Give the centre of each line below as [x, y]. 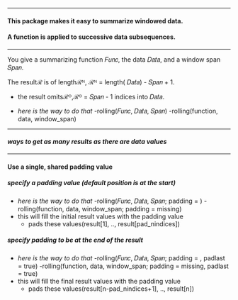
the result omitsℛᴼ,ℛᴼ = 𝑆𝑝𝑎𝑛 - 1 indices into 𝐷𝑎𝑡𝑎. [91, 96]
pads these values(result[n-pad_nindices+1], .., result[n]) [111, 289]
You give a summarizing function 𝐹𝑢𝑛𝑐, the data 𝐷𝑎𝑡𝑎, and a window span [114, 59]
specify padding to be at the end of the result [75, 240]
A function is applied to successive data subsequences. [91, 37]
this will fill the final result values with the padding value [99, 281]
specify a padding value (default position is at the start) [91, 183]
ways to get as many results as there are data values [87, 142]
